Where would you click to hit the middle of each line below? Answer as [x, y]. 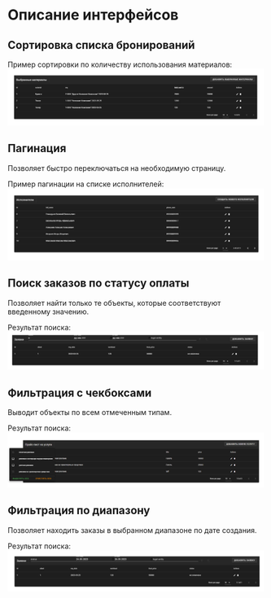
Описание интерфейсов [93, 15]
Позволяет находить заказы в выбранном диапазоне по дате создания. [132, 530]
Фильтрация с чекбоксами [80, 393]
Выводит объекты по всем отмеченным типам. [90, 412]
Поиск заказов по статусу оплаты [98, 284]
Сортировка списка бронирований [101, 45]
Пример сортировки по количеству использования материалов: [120, 64]
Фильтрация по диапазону [79, 511]
